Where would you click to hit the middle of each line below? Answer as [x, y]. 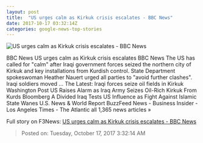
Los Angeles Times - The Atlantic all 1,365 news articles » [79, 110]
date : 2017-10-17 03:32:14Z [42, 23]
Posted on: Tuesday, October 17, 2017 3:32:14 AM [83, 133]
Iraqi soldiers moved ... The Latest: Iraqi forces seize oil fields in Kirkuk [95, 84]
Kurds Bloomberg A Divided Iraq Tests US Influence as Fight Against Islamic [101, 97]
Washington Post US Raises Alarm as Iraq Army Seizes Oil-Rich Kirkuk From [101, 90]
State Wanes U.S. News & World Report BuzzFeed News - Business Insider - [102, 103]
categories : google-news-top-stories [54, 29]
